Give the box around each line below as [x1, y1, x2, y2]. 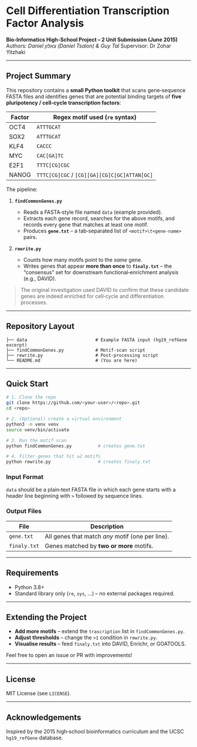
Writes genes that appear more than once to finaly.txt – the [23, 263, 172, 270]
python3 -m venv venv [6, 421, 59, 427]
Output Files [6, 507, 42, 515]
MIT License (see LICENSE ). [6, 690, 72, 697]
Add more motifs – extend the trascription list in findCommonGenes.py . [14, 628, 185, 635]
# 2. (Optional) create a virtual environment [6, 416, 122, 422]
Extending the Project [6, 612, 87, 622]
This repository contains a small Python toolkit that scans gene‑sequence [6, 86, 186, 93]
